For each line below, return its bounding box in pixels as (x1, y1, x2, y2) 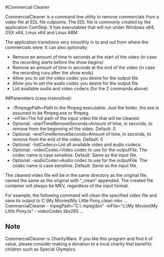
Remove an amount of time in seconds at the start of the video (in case (12, 54, 157, 60)
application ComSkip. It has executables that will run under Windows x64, (5, 24, 155, 30)
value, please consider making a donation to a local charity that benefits (5, 241, 152, 247)
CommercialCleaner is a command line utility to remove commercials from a (5, 14, 160, 19)
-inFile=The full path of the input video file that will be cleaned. (12, 115, 140, 121)
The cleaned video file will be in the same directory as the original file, (5, 172, 148, 178)
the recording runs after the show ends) (12, 70, 94, 76)
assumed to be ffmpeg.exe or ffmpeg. (12, 110, 90, 116)
